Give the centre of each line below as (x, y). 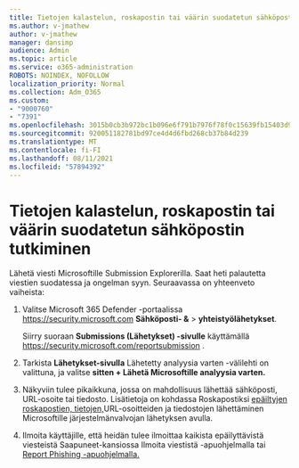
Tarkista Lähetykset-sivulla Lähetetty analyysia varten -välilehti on (145, 363)
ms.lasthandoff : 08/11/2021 (61, 158)
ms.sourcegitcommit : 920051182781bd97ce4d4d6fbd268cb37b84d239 (129, 134)
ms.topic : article (43, 59)
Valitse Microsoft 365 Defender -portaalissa (102, 309)
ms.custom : (29, 100)
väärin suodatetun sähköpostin (127, 230)
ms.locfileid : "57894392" (57, 167)
